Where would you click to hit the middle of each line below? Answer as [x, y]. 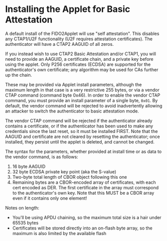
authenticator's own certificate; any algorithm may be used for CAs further [82, 69]
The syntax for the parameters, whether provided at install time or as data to [83, 151]
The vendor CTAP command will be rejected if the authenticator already [79, 120]
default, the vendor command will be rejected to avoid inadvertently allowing [84, 106]
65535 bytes [25, 223]
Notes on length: [22, 208]
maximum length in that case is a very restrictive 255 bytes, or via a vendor [82, 90]
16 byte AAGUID [29, 166]
